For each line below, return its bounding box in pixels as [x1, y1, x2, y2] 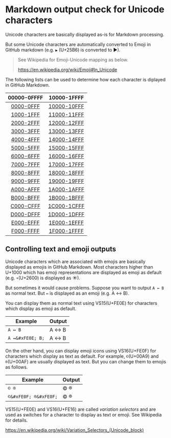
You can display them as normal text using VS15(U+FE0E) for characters [5, 300, 157, 306]
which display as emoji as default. [5, 305, 77, 312]
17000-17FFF [48, 161, 84, 168]
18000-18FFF [48, 169, 84, 176]
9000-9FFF [11, 178, 40, 185]
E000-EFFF [11, 219, 40, 226]
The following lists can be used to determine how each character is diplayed [5, 76, 166, 82]
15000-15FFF [48, 144, 84, 151]
